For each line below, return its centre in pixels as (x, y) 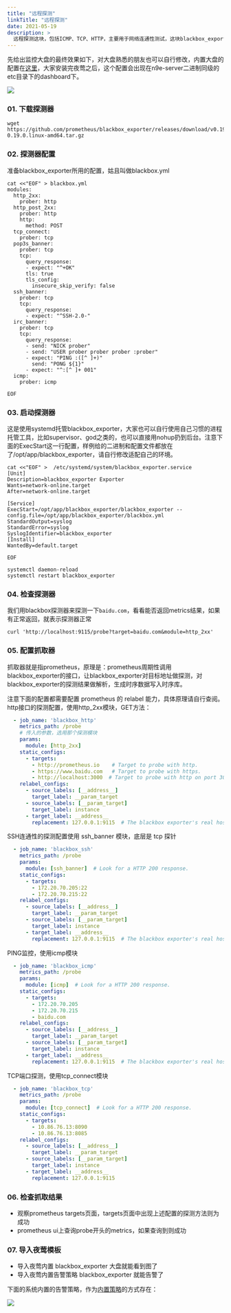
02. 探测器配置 (31, 154)
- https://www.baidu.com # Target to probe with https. (117, 771)
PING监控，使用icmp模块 (42, 953)
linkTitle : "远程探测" (37, 20)
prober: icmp (38, 382)
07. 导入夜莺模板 (34, 1250)
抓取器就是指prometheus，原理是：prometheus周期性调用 (89, 666)
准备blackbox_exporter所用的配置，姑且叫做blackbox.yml (88, 170)
